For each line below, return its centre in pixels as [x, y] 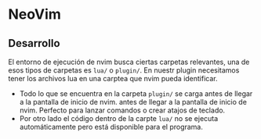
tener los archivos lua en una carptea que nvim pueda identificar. [113, 78]
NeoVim [34, 14]
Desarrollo [34, 43]
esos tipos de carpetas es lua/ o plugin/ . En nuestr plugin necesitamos [124, 70]
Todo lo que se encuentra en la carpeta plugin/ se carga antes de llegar [136, 94]
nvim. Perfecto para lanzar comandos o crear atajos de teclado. [122, 110]
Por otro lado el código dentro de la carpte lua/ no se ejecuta [119, 118]
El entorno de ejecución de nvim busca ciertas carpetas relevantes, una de [129, 62]
